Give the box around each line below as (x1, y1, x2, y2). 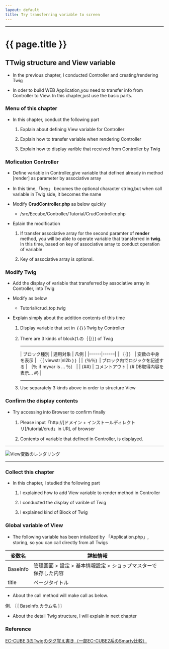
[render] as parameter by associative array (12, 175, 102, 182)
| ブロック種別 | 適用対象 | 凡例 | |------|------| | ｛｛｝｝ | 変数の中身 (20, 351, 160, 357)
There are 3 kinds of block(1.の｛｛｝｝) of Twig (20, 336, 113, 342)
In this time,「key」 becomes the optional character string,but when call (12, 186, 162, 192)
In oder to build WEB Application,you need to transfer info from (12, 87, 143, 93)
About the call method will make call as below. (12, 593, 108, 599)
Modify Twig (5, 269, 37, 276)
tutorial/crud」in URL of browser (27, 426, 96, 432)
